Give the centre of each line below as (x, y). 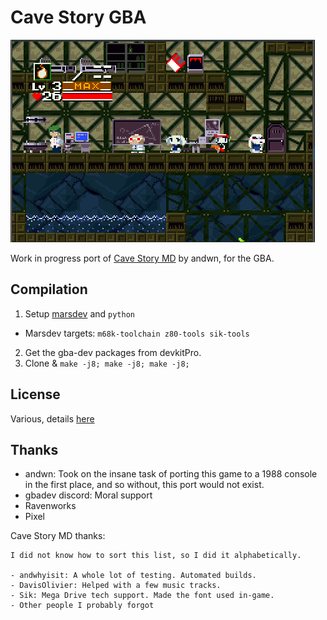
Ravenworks (50, 506)
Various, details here (52, 418)
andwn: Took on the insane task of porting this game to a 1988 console (171, 474)
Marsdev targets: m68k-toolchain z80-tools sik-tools (137, 333)
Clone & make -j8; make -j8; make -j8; (107, 363)
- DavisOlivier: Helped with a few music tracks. (116, 586)
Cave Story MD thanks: (58, 536)
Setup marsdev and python (79, 313)
